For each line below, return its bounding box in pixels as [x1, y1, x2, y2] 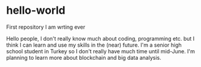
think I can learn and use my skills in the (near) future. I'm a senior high [6, 41, 182, 48]
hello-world [6, 4, 66, 17]
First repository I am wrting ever [6, 23, 86, 31]
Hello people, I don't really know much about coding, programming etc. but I [6, 35, 195, 42]
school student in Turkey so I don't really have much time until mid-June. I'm [6, 47, 195, 54]
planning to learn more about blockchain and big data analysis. [6, 54, 161, 61]
